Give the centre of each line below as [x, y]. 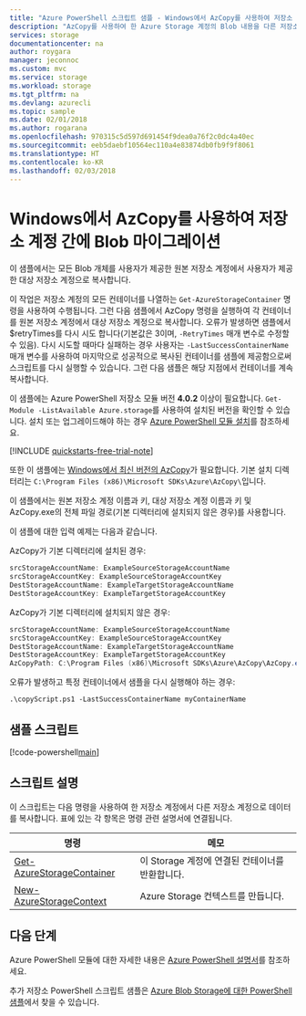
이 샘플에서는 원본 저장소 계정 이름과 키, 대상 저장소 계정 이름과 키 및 [131, 501]
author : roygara [40, 52]
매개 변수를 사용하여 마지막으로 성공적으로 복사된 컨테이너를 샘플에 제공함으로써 [151, 356]
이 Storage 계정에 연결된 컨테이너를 [212, 861]
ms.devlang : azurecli [51, 103]
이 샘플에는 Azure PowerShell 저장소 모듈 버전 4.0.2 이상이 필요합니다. [137, 399]
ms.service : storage [49, 78]
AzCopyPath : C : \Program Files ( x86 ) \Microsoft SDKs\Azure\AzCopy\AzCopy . [153, 664]
